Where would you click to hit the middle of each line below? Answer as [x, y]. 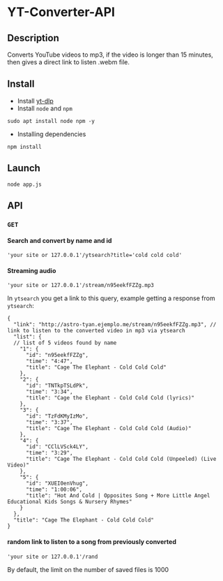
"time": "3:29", [49, 453]
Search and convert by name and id [60, 240]
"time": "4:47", [49, 361]
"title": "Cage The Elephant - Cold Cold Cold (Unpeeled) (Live [121, 459]
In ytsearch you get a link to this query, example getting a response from [111, 298]
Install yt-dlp [35, 101]
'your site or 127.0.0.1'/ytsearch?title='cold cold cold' [95, 256]
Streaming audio [32, 270]
